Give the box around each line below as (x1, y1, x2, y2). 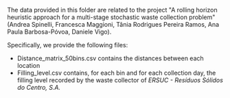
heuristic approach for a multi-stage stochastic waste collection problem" (7, 13, 216, 21)
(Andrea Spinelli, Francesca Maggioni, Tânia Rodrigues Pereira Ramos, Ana (7, 21, 220, 28)
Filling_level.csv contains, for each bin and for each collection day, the (16, 69, 216, 77)
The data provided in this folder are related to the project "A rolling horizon (7, 6, 218, 14)
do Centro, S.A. (16, 84, 60, 91)
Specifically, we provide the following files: (7, 41, 128, 49)
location (16, 62, 41, 69)
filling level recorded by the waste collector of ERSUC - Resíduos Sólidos (16, 76, 223, 84)
